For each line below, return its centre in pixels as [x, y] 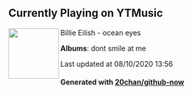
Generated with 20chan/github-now [122, 82]
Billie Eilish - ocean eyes [101, 32]
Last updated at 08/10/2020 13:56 [117, 64]
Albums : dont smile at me [103, 48]
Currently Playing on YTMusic [86, 13]
